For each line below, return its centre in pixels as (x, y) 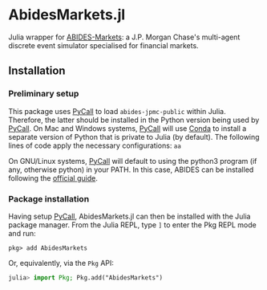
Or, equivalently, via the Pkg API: (61, 263)
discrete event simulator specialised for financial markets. (103, 45)
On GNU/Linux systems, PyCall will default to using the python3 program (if (133, 161)
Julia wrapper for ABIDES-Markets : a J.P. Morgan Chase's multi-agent (124, 37)
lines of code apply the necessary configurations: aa (95, 145)
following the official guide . (53, 178)
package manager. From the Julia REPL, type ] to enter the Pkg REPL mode (132, 225)
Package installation (49, 198)
